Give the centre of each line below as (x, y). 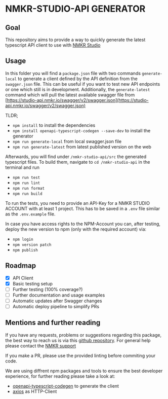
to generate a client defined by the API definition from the (77, 79)
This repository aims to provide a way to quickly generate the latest (75, 40)
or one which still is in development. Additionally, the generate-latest (78, 89)
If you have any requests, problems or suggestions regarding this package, (83, 335)
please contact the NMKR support (41, 346)
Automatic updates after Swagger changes (57, 301)
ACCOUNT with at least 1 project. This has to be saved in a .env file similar (83, 208)
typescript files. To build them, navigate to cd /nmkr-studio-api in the (78, 162)
